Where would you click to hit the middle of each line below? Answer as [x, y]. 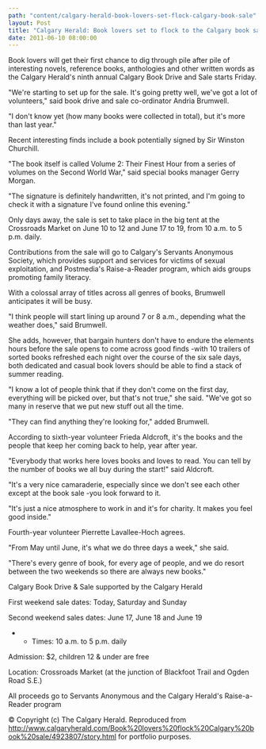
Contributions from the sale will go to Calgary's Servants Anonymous [121, 252]
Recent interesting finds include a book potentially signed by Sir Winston [127, 140]
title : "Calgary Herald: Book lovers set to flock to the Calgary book [129, 30]
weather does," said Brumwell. [58, 325]
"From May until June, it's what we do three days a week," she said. [119, 547]
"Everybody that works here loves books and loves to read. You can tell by [129, 461]
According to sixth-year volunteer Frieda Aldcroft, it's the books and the [125, 437]
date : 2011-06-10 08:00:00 [53, 38]
